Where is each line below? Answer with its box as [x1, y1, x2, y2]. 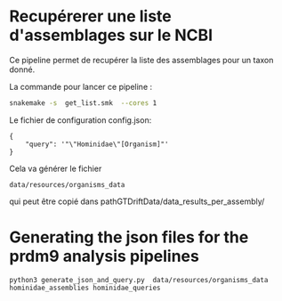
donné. [9, 64, 36, 75]
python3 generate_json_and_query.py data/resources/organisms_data [9, 275, 269, 284]
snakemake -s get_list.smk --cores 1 [9, 98, 157, 108]
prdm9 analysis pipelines [9, 247, 200, 266]
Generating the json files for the [9, 227, 249, 247]
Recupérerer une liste [9, 6, 172, 27]
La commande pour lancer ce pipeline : [9, 81, 153, 92]
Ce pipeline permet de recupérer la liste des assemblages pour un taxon [9, 54, 274, 65]
